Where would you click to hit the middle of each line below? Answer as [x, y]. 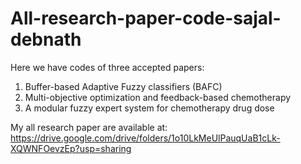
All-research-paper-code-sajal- [146, 18]
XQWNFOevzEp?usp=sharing [71, 148]
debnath [46, 39]
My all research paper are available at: [89, 127]
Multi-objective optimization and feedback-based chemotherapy [158, 97]
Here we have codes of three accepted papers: [107, 67]
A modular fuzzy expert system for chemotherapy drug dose [149, 108]
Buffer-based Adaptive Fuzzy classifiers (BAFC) [123, 86]
